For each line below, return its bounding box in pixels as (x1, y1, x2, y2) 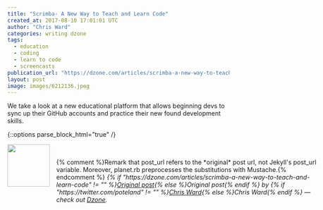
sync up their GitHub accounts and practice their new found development (7, 109, 221, 118)
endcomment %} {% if (56, 173, 121, 182)
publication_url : (7, 69, 59, 76)
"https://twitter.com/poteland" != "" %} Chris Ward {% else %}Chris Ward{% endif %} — (56, 188, 311, 197)
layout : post (7, 75, 46, 83)
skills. (7, 117, 24, 125)
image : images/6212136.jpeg (7, 82, 90, 89)
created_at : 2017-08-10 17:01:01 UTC (7, 17, 118, 24)
